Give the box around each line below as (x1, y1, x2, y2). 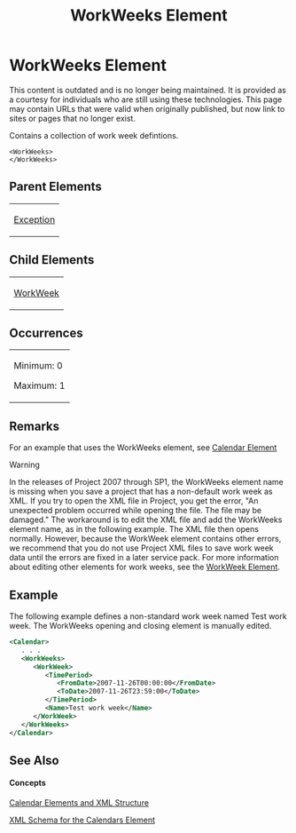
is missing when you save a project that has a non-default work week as (9, 486, 273, 497)
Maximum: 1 (13, 379, 66, 392)
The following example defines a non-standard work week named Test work (9, 611, 287, 622)
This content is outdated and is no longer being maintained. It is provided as (9, 84, 286, 95)
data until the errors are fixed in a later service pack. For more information (9, 552, 279, 563)
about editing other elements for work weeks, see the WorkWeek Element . (9, 561, 281, 573)
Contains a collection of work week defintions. (9, 130, 179, 140)
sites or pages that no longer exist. (9, 113, 136, 123)
